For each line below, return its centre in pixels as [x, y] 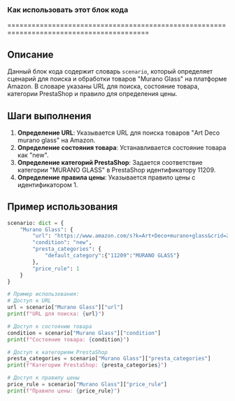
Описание [30, 54]
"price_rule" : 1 [56, 269]
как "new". [33, 155]
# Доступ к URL [29, 301]
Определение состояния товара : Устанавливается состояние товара [122, 147]
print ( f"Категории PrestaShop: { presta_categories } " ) [87, 365]
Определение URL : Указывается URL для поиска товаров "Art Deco [119, 132]
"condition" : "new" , [62, 243]
